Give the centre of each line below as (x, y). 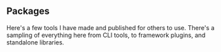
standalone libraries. (35, 42)
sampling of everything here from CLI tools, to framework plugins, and (106, 35)
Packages (28, 11)
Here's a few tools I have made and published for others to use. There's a (110, 27)
